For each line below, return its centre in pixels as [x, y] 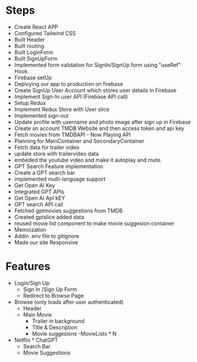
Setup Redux [30, 103]
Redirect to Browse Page [53, 295]
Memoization [30, 230]
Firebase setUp [33, 78]
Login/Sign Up [32, 283]
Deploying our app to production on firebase [68, 83]
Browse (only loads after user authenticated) [69, 302]
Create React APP [36, 27]
